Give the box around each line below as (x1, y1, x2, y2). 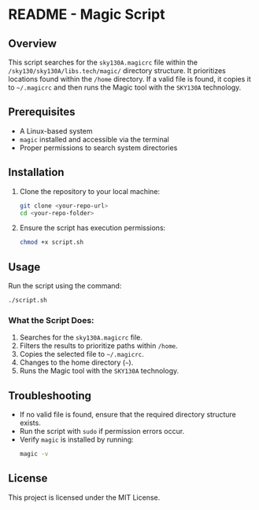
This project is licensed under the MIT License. (8, 493, 161, 502)
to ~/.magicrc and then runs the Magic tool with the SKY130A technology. (8, 83, 242, 92)
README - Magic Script (8, 6, 165, 24)
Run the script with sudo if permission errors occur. (19, 427, 185, 436)
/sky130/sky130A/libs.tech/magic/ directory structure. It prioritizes (8, 66, 226, 75)
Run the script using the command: (8, 281, 122, 291)
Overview (8, 37, 57, 50)
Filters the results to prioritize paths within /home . (19, 341, 179, 350)
